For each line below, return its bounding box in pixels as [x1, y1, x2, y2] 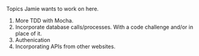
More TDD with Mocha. [15, 17, 74, 24]
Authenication [15, 37, 51, 43]
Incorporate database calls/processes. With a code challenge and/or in [15, 24, 194, 30]
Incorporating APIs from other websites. [15, 43, 116, 50]
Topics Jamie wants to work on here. [6, 5, 99, 12]
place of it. [15, 30, 43, 37]
